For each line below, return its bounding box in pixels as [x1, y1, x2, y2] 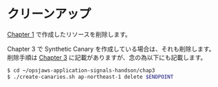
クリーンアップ [7, 6, 91, 22]
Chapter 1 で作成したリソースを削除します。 [7, 30, 132, 38]
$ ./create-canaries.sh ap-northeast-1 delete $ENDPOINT [7, 73, 174, 80]
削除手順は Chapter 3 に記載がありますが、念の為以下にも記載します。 [7, 53, 207, 62]
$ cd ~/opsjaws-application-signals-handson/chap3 [7, 66, 155, 74]
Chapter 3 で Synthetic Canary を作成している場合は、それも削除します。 [7, 45, 215, 53]
